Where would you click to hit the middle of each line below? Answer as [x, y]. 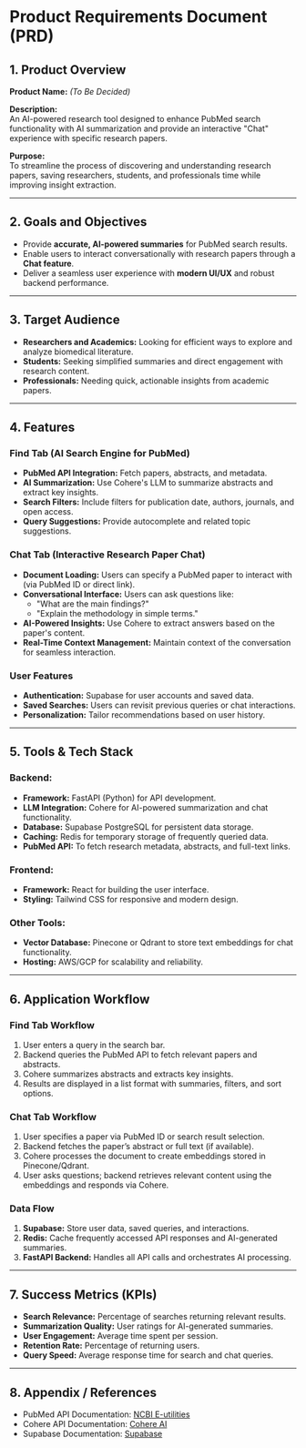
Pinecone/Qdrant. [56, 1166]
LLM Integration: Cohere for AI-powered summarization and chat [145, 807]
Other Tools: [37, 923]
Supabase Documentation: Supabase [92, 1434]
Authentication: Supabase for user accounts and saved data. [138, 695]
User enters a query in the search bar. [94, 1045]
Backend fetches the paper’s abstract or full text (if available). [138, 1147]
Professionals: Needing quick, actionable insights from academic [146, 381]
